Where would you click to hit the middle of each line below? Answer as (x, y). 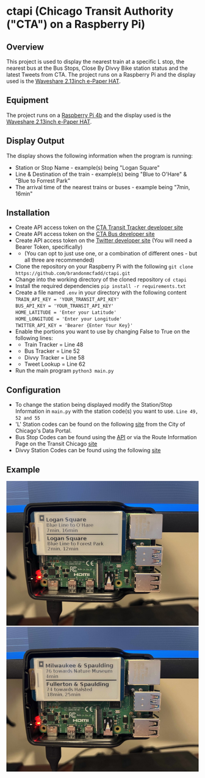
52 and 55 (28, 418)
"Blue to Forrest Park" (43, 180)
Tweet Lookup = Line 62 (55, 364)
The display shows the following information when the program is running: (100, 156)
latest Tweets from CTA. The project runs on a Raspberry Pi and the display (101, 74)
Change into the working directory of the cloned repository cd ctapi (101, 279)
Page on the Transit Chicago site (56, 444)
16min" (24, 194)
